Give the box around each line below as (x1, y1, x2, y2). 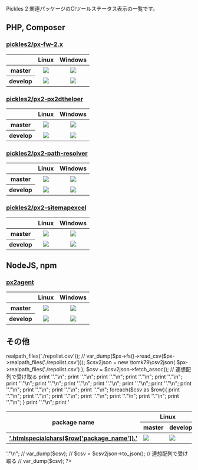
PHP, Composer (6, 22, 65, 33)
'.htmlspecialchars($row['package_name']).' (9, 434, 138, 442)
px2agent (6, 278, 34, 286)
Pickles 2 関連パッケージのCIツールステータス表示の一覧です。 (6, 5, 158, 12)
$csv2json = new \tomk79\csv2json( (86, 359, 176, 366)
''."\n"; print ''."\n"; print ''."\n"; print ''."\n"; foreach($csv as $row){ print (6, 386, 180, 393)
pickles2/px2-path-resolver (6, 149, 88, 157)
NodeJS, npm (6, 260, 57, 270)
